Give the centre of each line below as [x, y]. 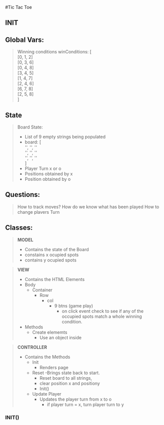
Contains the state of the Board [57, 249]
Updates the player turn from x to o [76, 399]
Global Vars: [25, 40]
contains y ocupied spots [51, 260]
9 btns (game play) [74, 305]
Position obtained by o [48, 179]
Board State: [30, 127]
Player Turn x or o [43, 168]
